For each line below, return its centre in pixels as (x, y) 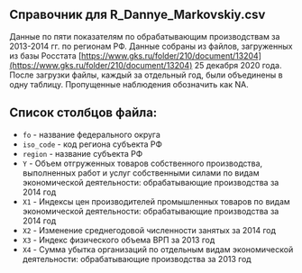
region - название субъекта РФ (82, 153)
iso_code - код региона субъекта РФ (92, 144)
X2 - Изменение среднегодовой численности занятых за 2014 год (149, 230)
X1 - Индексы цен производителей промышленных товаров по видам (156, 201)
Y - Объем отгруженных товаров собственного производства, (142, 163)
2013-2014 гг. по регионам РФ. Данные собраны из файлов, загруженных (151, 46)
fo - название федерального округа (91, 134)
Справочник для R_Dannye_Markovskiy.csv (137, 15)
